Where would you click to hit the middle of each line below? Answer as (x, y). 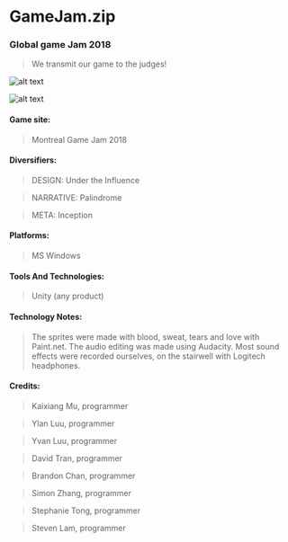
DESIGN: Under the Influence (85, 180)
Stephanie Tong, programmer (86, 511)
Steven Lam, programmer (78, 528)
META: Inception (62, 215)
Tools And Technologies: (57, 276)
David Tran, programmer (77, 458)
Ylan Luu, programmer (73, 423)
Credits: (25, 386)
